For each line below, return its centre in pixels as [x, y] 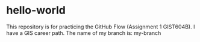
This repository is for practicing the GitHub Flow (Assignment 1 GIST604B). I [101, 27]
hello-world [36, 10]
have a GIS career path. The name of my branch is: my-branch [84, 33]
